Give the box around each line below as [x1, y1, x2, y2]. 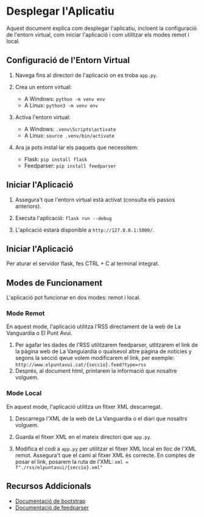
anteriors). [15, 202, 41, 210]
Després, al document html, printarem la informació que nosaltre [15, 367, 177, 375]
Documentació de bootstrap [15, 497, 86, 505]
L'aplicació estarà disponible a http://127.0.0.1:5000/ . [15, 226, 155, 233]
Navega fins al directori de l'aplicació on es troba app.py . [15, 71, 158, 79]
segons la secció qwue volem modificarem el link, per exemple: [15, 354, 175, 362]
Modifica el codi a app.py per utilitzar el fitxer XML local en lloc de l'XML [15, 445, 197, 452]
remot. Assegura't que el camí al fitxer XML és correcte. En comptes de [15, 451, 195, 459]
